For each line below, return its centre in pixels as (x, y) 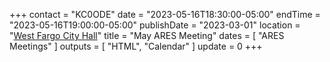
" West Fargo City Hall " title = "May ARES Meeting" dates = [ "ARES (147, 35)
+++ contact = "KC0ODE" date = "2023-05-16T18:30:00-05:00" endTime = (165, 14)
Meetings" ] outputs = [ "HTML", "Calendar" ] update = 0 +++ (136, 46)
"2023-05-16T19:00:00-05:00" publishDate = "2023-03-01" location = (155, 25)
